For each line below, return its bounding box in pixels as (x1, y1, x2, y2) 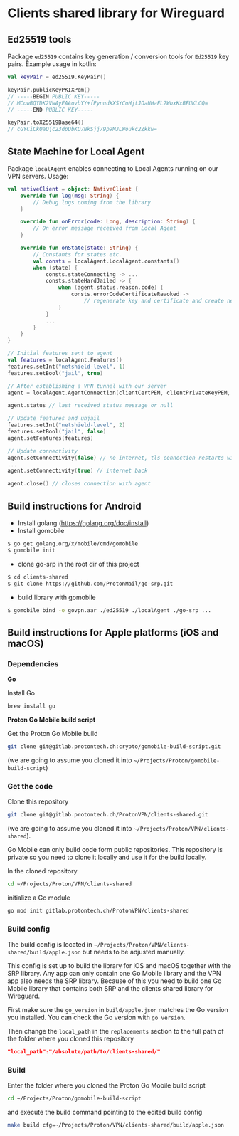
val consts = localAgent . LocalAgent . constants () (33, 258, 180, 265)
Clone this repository (7, 797, 69, 806)
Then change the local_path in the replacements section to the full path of (7, 1027, 224, 1036)
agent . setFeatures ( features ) (7, 434, 94, 442)
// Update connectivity (7, 447, 78, 455)
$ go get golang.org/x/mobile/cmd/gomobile (7, 540, 139, 547)
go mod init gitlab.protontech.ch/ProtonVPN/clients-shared (7, 907, 190, 914)
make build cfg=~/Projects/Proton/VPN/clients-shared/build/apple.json (7, 1122, 224, 1129)
